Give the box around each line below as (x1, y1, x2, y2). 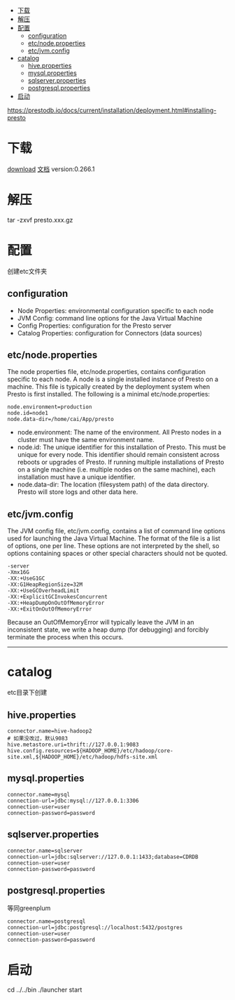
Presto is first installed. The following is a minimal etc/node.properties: (7, 390, 211, 399)
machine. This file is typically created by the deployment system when (7, 382, 211, 391)
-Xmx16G (7, 569, 30, 576)
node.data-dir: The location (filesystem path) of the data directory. (17, 480, 209, 489)
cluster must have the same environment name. (17, 436, 155, 444)
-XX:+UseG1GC (7, 575, 45, 582)
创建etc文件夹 (7, 267, 48, 275)
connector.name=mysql (7, 791, 71, 798)
